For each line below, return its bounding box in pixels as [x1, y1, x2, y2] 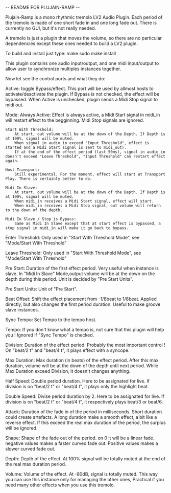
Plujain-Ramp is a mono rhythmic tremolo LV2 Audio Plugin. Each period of [5, 14, 163, 20]
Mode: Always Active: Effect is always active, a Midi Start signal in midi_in [5, 112, 160, 118]
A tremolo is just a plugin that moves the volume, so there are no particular [5, 35, 162, 41]
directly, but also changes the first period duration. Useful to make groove [5, 301, 161, 307]
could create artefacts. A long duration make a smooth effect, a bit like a [5, 414, 157, 420]
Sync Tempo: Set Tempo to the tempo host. [5, 317, 97, 323]
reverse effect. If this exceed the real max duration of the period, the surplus [5, 419, 166, 425]
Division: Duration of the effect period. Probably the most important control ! [5, 342, 166, 348]
